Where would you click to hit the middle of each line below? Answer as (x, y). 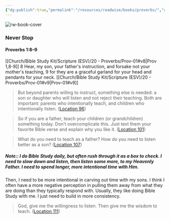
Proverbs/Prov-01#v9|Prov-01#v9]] (42, 82)
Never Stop (19, 38)
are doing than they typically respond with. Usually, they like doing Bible (80, 191)
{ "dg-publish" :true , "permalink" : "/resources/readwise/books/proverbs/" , (83, 10)
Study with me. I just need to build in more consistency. (63, 196)
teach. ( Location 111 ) (39, 211)
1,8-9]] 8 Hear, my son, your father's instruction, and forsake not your (78, 66)
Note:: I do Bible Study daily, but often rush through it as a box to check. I (83, 156)
